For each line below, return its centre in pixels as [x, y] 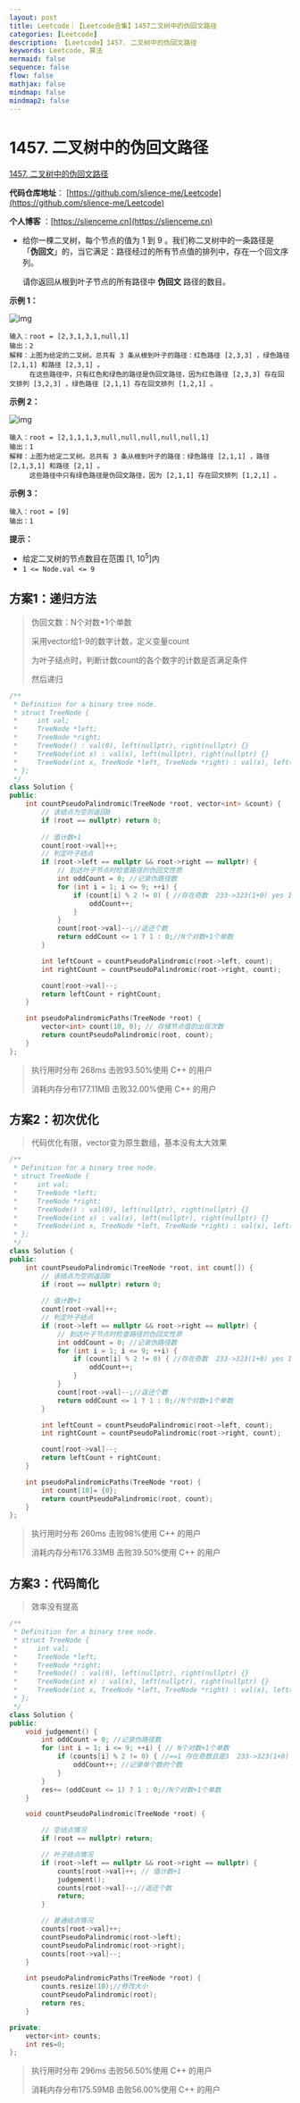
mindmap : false [37, 92]
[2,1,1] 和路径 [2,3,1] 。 [57, 365]
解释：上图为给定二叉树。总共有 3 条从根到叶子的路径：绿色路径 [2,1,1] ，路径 [140, 457]
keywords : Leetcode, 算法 [56, 51]
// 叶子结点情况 [67, 1855]
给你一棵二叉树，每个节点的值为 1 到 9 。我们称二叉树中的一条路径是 [148, 240]
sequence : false [39, 68]
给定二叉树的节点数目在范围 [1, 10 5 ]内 [91, 557]
